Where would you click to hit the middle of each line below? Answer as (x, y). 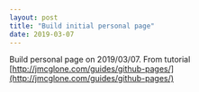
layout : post (34, 17)
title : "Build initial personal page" (82, 26)
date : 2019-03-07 (42, 34)
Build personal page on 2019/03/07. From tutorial (100, 60)
